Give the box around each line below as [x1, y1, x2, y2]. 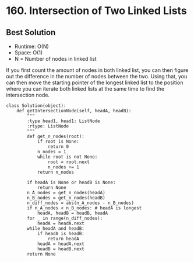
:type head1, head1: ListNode [27, 118, 100, 124]
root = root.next [47, 159, 90, 165]
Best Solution [6, 27, 56, 37]
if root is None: [37, 139, 80, 144]
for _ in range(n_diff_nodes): [27, 215, 103, 221]
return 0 [47, 144, 69, 150]
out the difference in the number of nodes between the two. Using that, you [6, 73, 188, 80]
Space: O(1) [14, 49, 43, 56]
